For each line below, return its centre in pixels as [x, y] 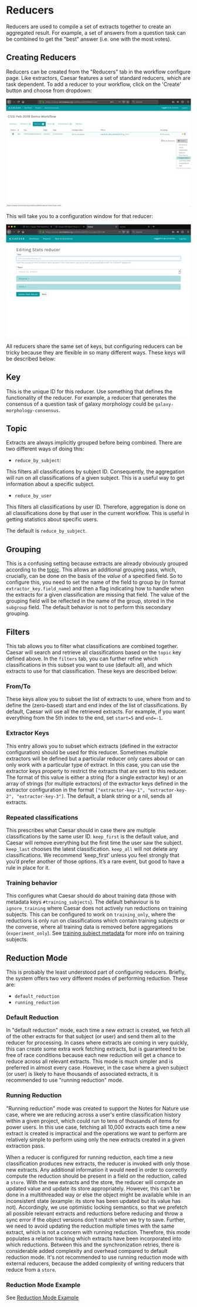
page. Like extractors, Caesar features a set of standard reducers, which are [98, 78]
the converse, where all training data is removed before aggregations [89, 927]
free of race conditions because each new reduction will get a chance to [94, 1055]
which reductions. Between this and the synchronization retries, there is [93, 1245]
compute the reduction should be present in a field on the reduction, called [96, 1176]
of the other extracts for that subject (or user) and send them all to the [91, 1037]
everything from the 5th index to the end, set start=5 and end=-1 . [84, 718]
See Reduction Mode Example [43, 1298]
